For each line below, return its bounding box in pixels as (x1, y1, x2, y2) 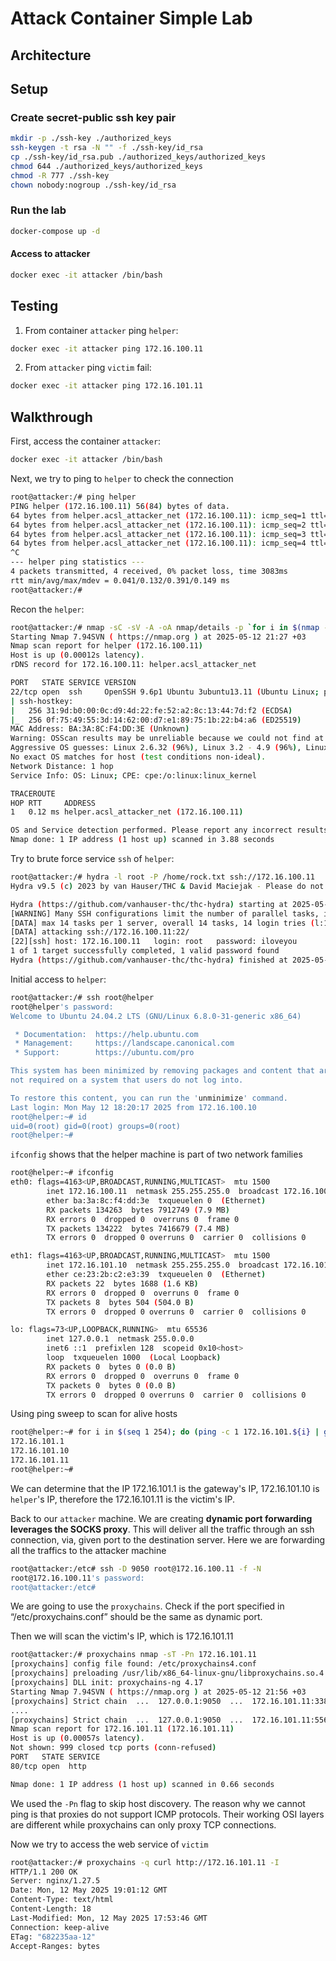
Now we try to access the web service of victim (10, 1838, 209, 1850)
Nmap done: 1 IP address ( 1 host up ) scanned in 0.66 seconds (10, 1779, 275, 1789)
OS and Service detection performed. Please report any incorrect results (10, 825, 329, 836)
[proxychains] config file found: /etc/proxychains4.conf (10, 1659, 257, 1669)
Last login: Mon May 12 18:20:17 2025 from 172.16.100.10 (10, 1102, 257, 1112)
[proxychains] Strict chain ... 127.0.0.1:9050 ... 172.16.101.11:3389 (10, 1696, 333, 1706)
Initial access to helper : (10, 973, 107, 985)
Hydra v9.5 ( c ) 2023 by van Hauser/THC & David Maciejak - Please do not (10, 881, 325, 891)
